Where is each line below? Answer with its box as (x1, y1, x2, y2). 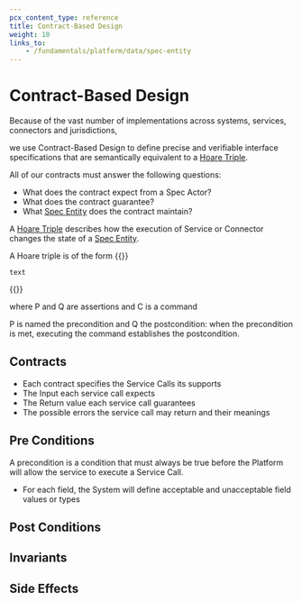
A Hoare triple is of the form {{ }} (9, 251, 129, 261)
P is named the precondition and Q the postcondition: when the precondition (9, 319, 293, 330)
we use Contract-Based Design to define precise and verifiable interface (9, 142, 279, 153)
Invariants (9, 551, 68, 566)
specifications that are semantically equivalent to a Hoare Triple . (9, 152, 248, 163)
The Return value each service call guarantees (22, 397, 196, 408)
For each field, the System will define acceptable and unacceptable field (22, 484, 291, 495)
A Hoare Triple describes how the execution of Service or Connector (9, 223, 264, 234)
